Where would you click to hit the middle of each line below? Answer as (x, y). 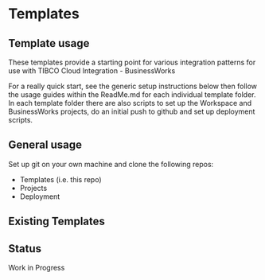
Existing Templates (57, 222)
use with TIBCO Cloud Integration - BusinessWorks (92, 71)
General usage (45, 145)
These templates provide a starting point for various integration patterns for (132, 62)
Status (25, 249)
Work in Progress (37, 268)
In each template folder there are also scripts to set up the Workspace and (130, 103)
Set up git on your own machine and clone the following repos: (111, 164)
